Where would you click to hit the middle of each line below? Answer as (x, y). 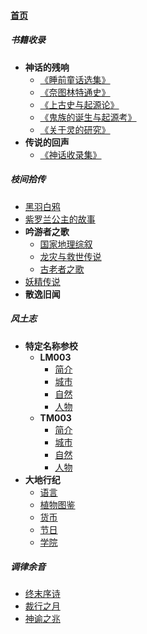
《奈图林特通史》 (75, 92)
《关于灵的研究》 (75, 129)
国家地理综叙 (66, 244)
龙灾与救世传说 (70, 256)
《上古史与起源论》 (79, 104)
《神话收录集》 (70, 154)
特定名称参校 (51, 346)
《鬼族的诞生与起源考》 (88, 117)
